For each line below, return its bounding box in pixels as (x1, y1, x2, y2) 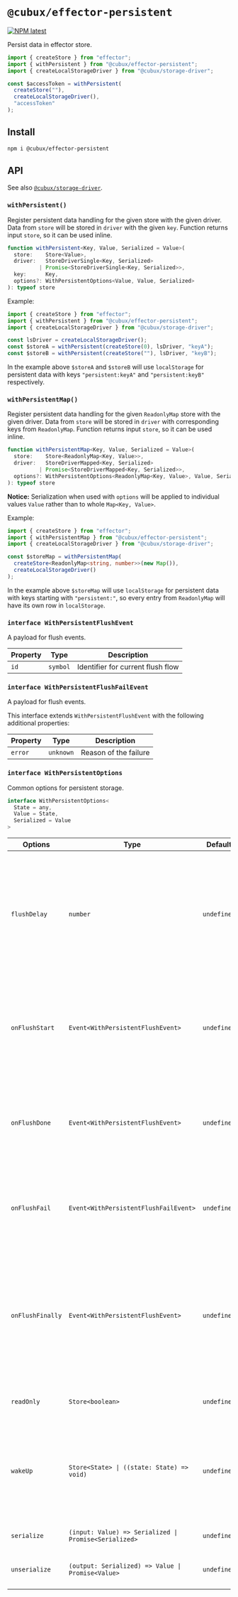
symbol (48, 663, 71, 671)
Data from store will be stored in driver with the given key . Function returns (7, 223, 228, 232)
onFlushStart (11, 1024, 55, 1032)
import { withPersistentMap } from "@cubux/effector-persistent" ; (7, 534, 208, 541)
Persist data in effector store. (7, 40, 92, 48)
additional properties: (7, 719, 70, 727)
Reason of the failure (80, 748, 150, 758)
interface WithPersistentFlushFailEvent (7, 683, 149, 691)
